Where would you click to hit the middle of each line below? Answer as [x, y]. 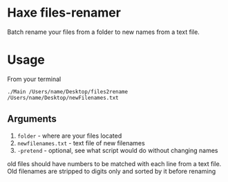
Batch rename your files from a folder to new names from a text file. [104, 32]
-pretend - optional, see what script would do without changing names [117, 150]
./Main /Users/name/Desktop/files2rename [68, 91]
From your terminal [34, 79]
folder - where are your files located [69, 136]
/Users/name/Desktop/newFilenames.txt [63, 98]
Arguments [32, 119]
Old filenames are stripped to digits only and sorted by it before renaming [112, 171]
